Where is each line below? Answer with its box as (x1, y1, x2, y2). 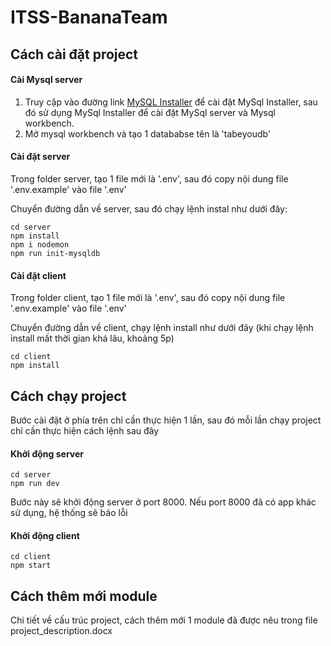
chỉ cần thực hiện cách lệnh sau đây (10, 425, 160, 436)
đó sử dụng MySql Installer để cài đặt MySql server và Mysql (24, 106, 276, 118)
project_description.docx (10, 625, 113, 637)
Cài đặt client (10, 269, 67, 281)
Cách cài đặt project (10, 46, 139, 63)
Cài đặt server (10, 151, 71, 163)
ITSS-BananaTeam (10, 6, 168, 29)
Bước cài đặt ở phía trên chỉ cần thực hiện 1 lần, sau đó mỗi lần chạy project (10, 414, 322, 426)
